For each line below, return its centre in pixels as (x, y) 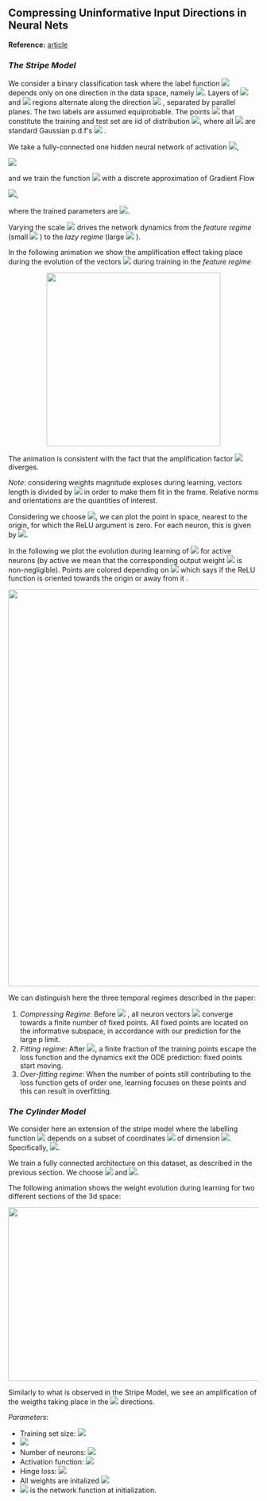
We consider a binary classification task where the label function (114, 83)
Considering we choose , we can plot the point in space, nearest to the (128, 517)
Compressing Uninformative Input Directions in (128, 13)
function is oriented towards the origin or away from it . (99, 578)
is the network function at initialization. (93, 1490)
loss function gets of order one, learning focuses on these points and (133, 1082)
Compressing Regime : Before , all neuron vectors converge (126, 1014)
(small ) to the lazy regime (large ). (75, 237)
